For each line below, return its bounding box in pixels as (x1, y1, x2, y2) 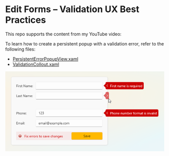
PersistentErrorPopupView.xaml (12, 56, 79, 62)
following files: (5, 46, 36, 52)
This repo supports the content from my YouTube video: (5, 31, 122, 37)
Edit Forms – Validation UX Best (5, 4, 140, 15)
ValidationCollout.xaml (12, 61, 60, 67)
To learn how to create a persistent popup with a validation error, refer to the (5, 40, 164, 46)
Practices (5, 14, 46, 26)
